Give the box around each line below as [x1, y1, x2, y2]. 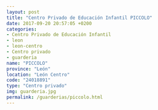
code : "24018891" [6, 77, 51, 83]
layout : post [6, 9, 40, 15]
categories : [6, 26, 37, 32]
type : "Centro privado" [6, 83, 68, 89]
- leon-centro [6, 43, 43, 50]
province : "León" [6, 65, 51, 72]
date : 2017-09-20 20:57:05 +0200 [6, 20, 92, 26]
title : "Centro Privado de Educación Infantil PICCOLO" [6, 15, 152, 21]
